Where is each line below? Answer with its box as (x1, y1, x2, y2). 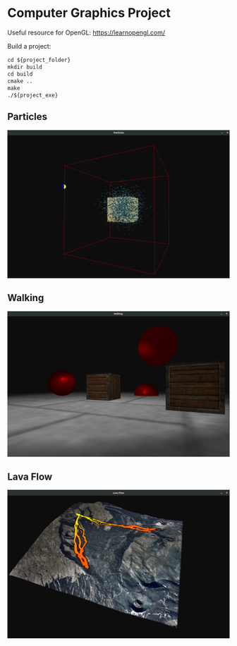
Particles (7, 111, 48, 123)
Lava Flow (7, 470, 53, 482)
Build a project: (7, 42, 51, 50)
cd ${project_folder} (7, 56, 71, 63)
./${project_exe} (7, 92, 59, 99)
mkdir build (7, 63, 42, 71)
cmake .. (7, 78, 33, 85)
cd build (7, 71, 33, 78)
